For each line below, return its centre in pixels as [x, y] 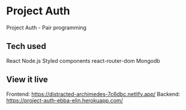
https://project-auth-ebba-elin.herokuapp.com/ [64, 100]
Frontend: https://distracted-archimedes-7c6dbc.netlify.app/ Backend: [93, 94]
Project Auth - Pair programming [46, 27]
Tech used [26, 46]
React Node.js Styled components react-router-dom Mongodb [83, 60]
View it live [27, 80]
